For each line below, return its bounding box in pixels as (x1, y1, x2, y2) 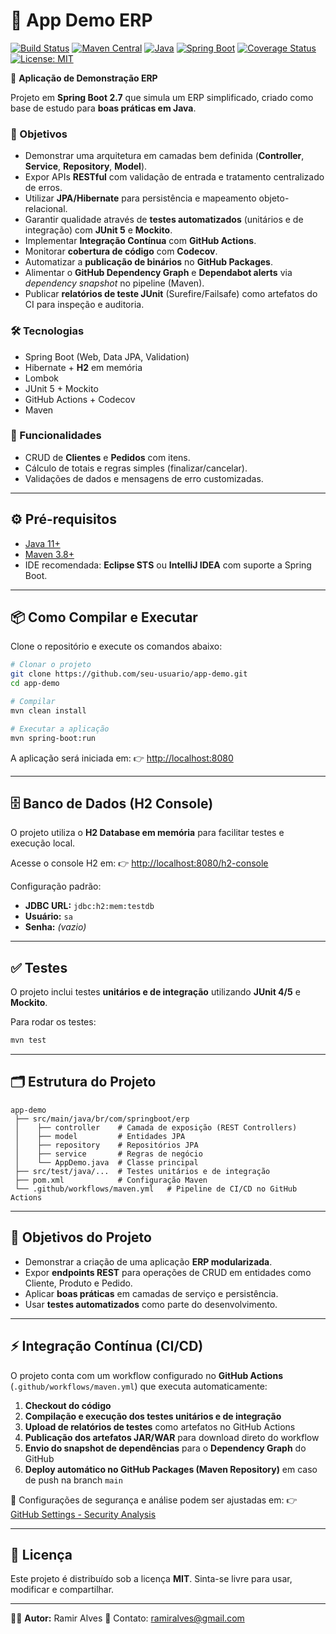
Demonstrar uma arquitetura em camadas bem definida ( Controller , (24, 150, 305, 162)
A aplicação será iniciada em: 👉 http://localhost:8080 (10, 752, 234, 764)
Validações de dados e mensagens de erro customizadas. (24, 472, 264, 484)
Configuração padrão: (10, 880, 102, 893)
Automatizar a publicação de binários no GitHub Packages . (24, 256, 273, 268)
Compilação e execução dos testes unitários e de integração (24, 1410, 282, 1422)
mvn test (10, 1035, 47, 1046)
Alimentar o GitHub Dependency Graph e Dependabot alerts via (24, 267, 293, 279)
